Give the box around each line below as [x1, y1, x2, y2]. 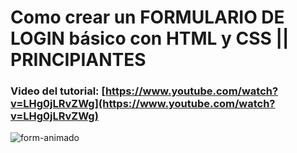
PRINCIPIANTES [10, 49, 147, 71]
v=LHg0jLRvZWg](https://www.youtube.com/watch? [10, 97, 276, 111]
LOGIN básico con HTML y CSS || [10, 27, 290, 50]
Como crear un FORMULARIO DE [10, 6, 285, 29]
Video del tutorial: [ [10, 84, 106, 98]
